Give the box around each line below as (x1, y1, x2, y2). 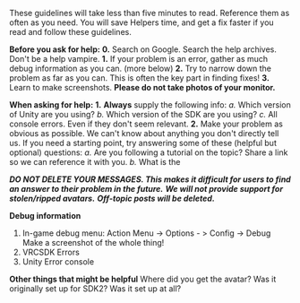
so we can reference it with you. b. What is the (9, 157, 181, 167)
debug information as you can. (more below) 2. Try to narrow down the (9, 63, 271, 74)
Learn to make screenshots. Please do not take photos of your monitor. (9, 82, 276, 92)
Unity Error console (21, 256, 95, 267)
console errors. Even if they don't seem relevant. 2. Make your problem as (9, 118, 284, 129)
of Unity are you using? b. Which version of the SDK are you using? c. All (9, 109, 278, 119)
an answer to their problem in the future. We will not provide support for (9, 184, 284, 194)
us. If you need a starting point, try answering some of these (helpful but (9, 138, 278, 148)
